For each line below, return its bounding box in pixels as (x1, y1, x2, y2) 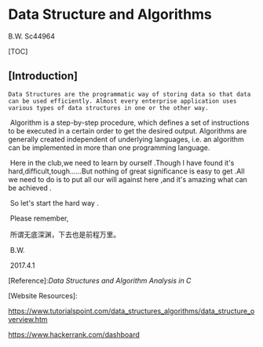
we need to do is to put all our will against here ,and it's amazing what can (8, 174, 247, 184)
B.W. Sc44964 (8, 31, 56, 41)
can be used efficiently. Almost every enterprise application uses (8, 97, 237, 105)
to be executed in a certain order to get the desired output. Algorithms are (8, 126, 247, 135)
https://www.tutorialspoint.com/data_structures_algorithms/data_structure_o (8, 306, 255, 316)
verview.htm (8, 314, 48, 323)
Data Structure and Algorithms (8, 5, 212, 24)
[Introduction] (8, 69, 79, 83)
